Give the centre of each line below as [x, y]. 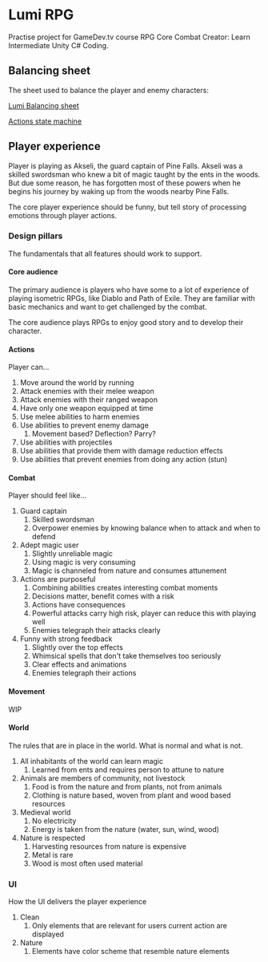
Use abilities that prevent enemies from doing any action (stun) [124, 460]
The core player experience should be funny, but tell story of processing [127, 207]
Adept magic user [49, 545]
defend [44, 537]
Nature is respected [52, 838]
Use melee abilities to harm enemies [80, 417]
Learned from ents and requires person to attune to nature [128, 769]
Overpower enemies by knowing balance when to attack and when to [146, 528]
